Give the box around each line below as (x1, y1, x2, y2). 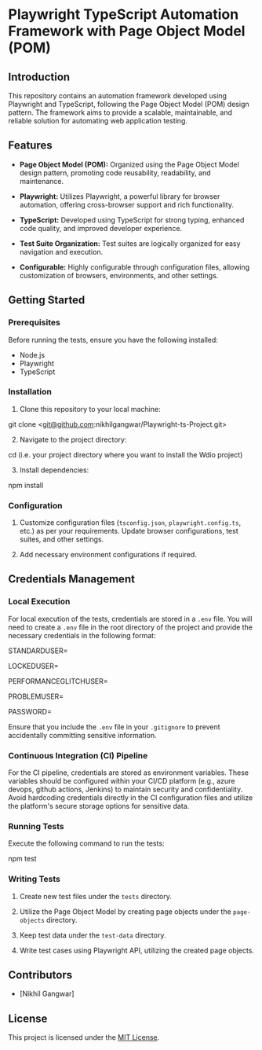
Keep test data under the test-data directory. (19, 930, 166, 940)
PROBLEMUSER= (8, 692, 64, 701)
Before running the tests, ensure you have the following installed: (8, 335, 218, 344)
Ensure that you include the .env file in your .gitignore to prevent (8, 721, 221, 732)
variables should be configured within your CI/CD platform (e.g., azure (8, 776, 235, 786)
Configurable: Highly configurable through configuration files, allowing (19, 262, 250, 272)
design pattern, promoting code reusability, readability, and (19, 167, 211, 178)
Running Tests (8, 821, 64, 832)
